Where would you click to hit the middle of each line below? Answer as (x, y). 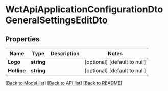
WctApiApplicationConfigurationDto (84, 9)
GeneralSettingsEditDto (57, 20)
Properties (22, 39)
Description (65, 53)
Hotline (17, 70)
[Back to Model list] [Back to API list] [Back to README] (64, 83)
